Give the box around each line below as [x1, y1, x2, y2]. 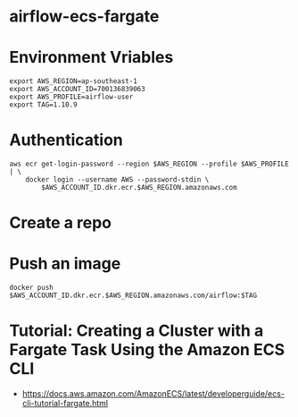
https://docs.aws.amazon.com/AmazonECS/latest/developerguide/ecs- [21, 388, 286, 399]
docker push [9, 284, 54, 293]
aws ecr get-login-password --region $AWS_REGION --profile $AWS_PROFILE [9, 159, 290, 169]
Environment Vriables [9, 47, 174, 68]
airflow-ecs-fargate [9, 6, 160, 27]
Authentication [9, 130, 123, 150]
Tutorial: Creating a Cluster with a [9, 320, 264, 341]
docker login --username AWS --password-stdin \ [25, 175, 210, 184]
